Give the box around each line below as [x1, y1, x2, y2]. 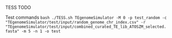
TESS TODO [5, 5, 31, 10]
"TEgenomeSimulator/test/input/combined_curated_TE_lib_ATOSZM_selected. [5, 24, 167, 29]
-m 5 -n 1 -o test [21, 29, 61, 34]
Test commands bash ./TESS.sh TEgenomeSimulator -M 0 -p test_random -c [5, 14, 167, 20]
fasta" [5, 29, 20, 34]
